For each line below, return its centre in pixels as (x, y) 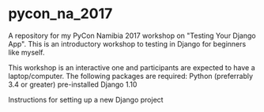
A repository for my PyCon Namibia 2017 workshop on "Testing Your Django (132, 35)
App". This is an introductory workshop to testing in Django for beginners (127, 43)
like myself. (26, 52)
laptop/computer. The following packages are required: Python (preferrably (131, 76)
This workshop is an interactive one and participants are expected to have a (132, 67)
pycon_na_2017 (60, 14)
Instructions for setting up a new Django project (86, 99)
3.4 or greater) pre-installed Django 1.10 (73, 84)
